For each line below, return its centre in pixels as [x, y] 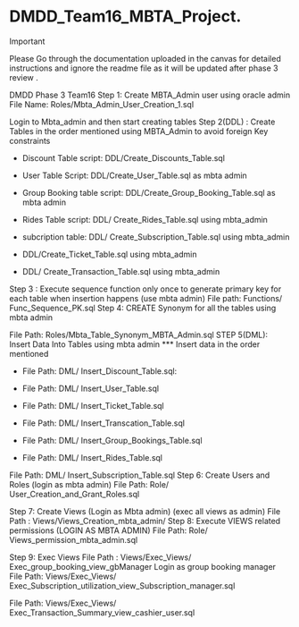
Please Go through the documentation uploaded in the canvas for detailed [145, 58]
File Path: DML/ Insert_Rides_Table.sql [92, 457]
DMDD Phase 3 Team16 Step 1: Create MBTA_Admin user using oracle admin [150, 95]
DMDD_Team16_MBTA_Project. [125, 17]
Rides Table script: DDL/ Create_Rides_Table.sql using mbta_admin [145, 219]
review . [24, 77]
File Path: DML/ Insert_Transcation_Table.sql [104, 423]
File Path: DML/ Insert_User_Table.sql [90, 388]
